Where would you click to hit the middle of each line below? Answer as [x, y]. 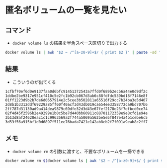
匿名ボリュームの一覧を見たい [66, 10]
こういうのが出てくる [34, 82]
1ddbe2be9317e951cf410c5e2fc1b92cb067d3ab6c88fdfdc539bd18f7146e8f [77, 96]
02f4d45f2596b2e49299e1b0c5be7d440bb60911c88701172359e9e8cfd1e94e [77, 113]
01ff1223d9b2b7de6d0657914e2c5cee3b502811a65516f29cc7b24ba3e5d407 [77, 100]
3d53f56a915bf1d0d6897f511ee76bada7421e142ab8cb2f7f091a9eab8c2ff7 [77, 122]
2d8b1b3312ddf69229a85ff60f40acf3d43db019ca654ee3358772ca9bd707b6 [77, 104]
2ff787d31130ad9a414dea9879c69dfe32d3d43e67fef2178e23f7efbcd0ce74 [77, 109]
